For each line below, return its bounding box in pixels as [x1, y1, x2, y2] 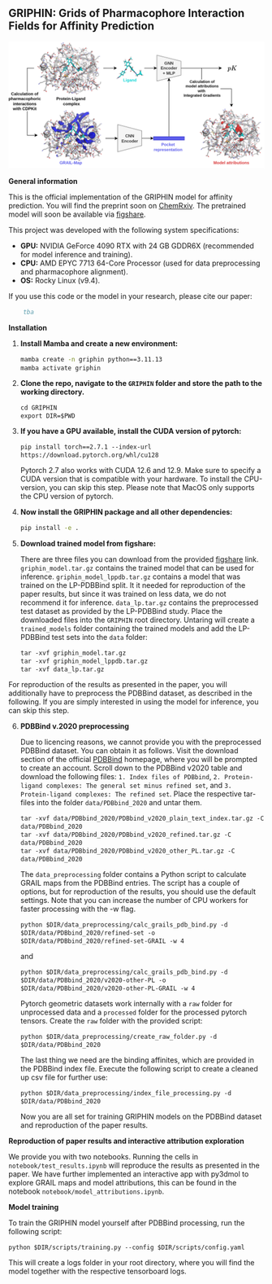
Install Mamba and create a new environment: [19, 338, 179, 348]
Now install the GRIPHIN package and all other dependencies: [19, 507, 233, 517]
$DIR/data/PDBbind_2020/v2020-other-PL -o [19, 976, 166, 984]
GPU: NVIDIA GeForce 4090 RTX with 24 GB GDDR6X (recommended [19, 240, 254, 251]
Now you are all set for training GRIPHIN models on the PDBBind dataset [19, 1111, 262, 1122]
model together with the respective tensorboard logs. [8, 1266, 187, 1277]
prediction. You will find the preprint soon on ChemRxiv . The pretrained [8, 200, 246, 210]
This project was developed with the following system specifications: [8, 225, 240, 234]
